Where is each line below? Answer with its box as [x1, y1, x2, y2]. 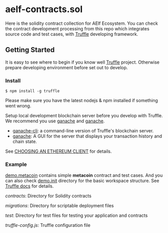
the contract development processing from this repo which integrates [5, 25, 150, 31]
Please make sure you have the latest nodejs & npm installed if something [5, 98, 158, 104]
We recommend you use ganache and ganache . [5, 118, 105, 124]
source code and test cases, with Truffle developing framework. [5, 31, 139, 37]
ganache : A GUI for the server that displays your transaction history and [12, 133, 162, 139]
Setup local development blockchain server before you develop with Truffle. [5, 113, 163, 119]
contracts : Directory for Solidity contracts [5, 193, 92, 199]
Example [5, 161, 27, 168]
